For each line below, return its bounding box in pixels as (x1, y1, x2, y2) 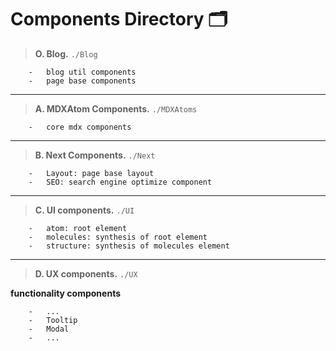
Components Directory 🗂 (10, 8, 228, 31)
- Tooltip (28, 315, 78, 325)
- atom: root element (28, 223, 128, 233)
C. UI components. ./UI (34, 204, 135, 216)
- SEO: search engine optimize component (28, 177, 213, 187)
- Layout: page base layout (28, 168, 155, 178)
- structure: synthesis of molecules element (28, 241, 230, 251)
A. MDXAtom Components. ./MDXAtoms (34, 102, 198, 115)
